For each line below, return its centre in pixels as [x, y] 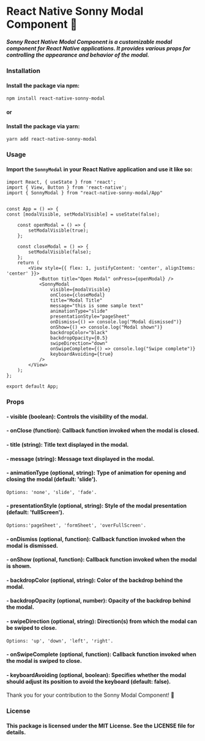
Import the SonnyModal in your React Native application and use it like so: [99, 169]
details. [16, 732]
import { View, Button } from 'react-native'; [67, 188]
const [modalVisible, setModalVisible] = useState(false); [83, 214]
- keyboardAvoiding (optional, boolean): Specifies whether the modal [96, 675]
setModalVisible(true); [58, 231]
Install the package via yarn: [43, 126]
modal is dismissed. [32, 546]
